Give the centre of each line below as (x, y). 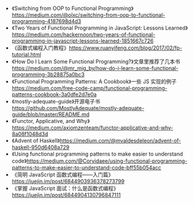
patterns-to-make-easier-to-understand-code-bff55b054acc (86, 168)
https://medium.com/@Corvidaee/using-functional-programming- (107, 161)
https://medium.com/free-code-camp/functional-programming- (89, 88)
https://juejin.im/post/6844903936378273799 (68, 181)
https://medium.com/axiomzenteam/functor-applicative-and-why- (92, 128)
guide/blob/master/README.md (51, 114)
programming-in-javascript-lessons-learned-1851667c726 (83, 41)
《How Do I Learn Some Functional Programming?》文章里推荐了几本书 (96, 61)
